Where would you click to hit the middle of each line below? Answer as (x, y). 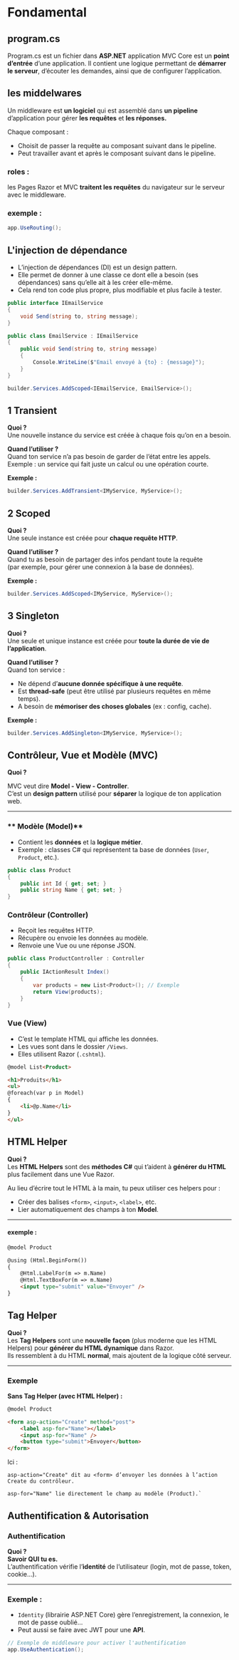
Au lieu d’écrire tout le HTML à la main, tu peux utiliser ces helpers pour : (114, 1188)
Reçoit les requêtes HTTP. (56, 930)
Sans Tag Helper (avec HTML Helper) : (65, 1396)
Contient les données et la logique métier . (80, 842)
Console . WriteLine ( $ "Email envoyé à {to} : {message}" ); (119, 363)
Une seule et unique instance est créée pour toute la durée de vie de (108, 640)
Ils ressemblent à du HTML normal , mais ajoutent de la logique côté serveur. (119, 1355)
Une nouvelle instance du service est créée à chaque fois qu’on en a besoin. (119, 435)
